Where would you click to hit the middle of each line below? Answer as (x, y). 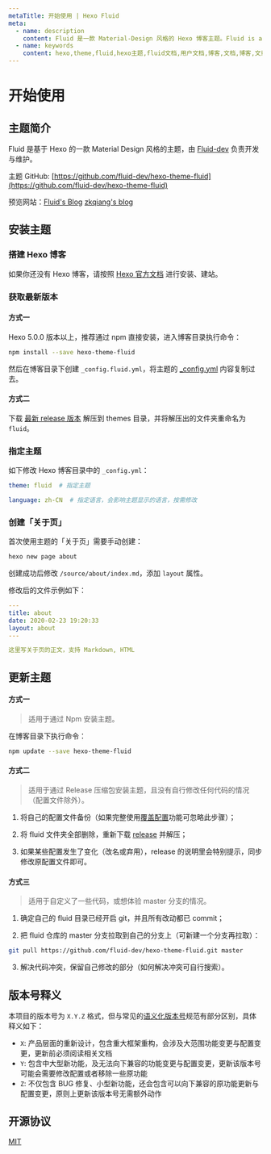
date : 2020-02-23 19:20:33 (54, 621)
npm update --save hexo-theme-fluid (70, 751)
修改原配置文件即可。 (55, 862)
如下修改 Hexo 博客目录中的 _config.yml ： (79, 470)
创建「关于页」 (38, 522)
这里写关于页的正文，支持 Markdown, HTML (72, 650)
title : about (30, 613)
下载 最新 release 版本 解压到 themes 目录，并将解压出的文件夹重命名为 (127, 418)
